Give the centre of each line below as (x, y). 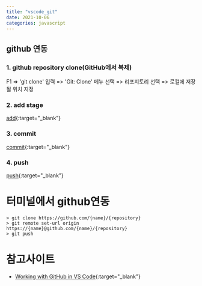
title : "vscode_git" (32, 12)
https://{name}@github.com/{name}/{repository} (67, 228)
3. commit (21, 134)
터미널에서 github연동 (58, 202)
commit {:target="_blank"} (38, 147)
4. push (17, 162)
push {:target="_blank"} (35, 175)
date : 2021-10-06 (28, 17)
